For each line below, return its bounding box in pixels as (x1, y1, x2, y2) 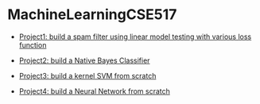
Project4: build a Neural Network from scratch (18, 86, 170, 96)
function (18, 40, 47, 49)
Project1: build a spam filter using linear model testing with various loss (18, 32, 252, 41)
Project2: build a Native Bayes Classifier (18, 56, 150, 65)
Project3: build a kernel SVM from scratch (18, 71, 157, 80)
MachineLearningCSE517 (7, 6, 177, 24)
